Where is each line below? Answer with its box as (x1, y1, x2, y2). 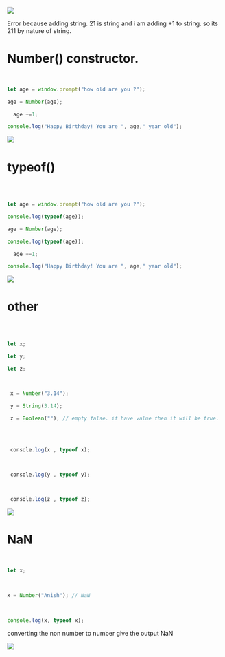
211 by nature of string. (7, 27, 72, 34)
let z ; (7, 365, 26, 372)
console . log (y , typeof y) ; (10, 471, 91, 478)
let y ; (7, 353, 26, 360)
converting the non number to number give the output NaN (7, 629, 174, 638)
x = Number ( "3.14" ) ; (10, 390, 69, 397)
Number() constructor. (7, 51, 139, 67)
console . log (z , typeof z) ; (10, 496, 91, 503)
